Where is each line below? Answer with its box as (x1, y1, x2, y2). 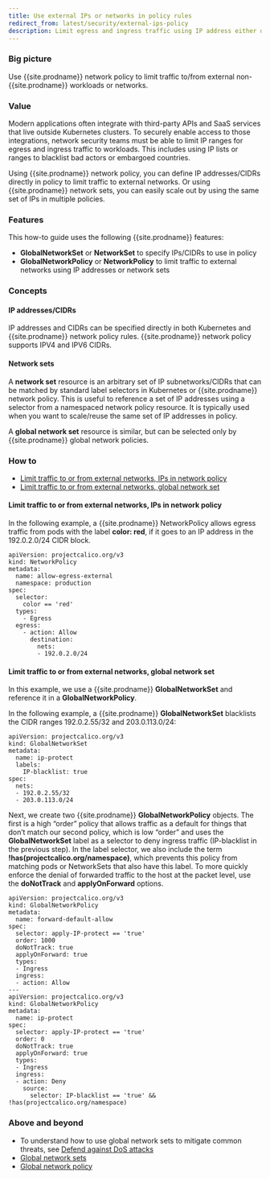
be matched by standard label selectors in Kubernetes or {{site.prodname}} (8, 385, 258, 395)
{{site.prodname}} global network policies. (8, 435, 149, 445)
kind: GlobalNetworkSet (8, 740, 88, 748)
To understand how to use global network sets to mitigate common (19, 1136, 243, 1145)
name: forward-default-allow (15, 916, 113, 924)
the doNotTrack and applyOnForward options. (8, 879, 164, 888)
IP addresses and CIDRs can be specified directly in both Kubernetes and (8, 323, 252, 333)
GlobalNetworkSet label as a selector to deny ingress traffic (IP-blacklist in (8, 836, 257, 846)
